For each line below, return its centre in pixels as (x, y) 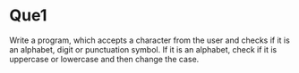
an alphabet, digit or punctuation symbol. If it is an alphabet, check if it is (143, 49)
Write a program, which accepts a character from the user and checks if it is (150, 40)
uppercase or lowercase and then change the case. (104, 59)
